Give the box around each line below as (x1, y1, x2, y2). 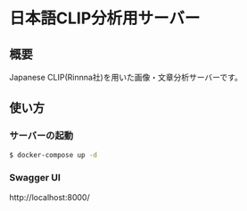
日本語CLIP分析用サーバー (9, 8, 201, 29)
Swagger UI (9, 172, 61, 184)
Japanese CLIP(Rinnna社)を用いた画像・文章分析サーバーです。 (9, 72, 243, 82)
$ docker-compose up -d (9, 150, 98, 159)
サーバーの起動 (9, 130, 74, 142)
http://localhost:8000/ (9, 191, 91, 202)
